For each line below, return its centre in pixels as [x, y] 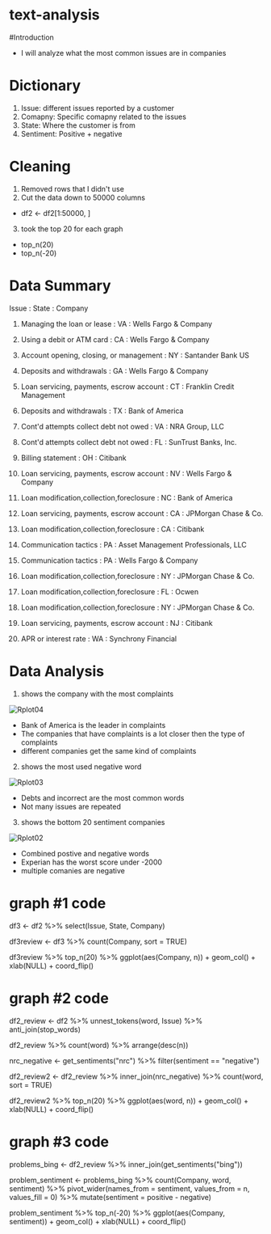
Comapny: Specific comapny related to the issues [103, 116]
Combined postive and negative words [85, 853]
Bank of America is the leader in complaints [93, 725]
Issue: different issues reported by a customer [98, 108]
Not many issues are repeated [71, 806]
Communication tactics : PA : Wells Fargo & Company [109, 560]
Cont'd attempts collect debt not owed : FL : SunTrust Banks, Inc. [129, 442]
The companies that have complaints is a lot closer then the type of [133, 733]
